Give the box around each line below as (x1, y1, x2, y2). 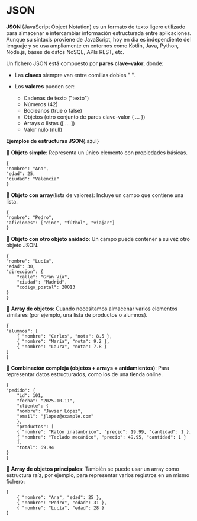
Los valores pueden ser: (14, 82, 75, 90)
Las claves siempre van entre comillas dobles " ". (14, 71, 135, 78)
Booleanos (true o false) (23, 107, 83, 114)
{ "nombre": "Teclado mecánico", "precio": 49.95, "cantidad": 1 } (17, 434, 186, 440)
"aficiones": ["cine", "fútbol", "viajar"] (6, 220, 115, 225)
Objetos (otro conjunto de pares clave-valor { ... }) (23, 113, 146, 120)
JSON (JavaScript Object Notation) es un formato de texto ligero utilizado (6, 23, 186, 30)
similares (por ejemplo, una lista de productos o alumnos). (6, 311, 148, 318)
